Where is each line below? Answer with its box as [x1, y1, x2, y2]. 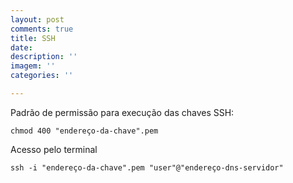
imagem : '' [10, 61, 56, 71]
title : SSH [10, 33, 56, 43]
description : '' [10, 52, 78, 62]
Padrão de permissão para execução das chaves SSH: [10, 106, 235, 118]
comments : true [10, 24, 74, 34]
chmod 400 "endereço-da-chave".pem [10, 126, 159, 136]
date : [10, 42, 33, 53]
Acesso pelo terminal [10, 143, 98, 155]
